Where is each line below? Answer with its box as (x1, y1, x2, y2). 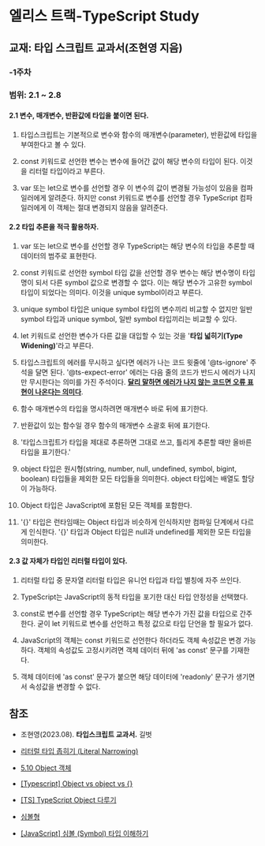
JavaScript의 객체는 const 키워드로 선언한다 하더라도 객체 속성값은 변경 (20, 635, 242, 645)
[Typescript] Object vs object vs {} (20, 778, 133, 788)
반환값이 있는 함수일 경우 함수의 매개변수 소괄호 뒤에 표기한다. (20, 420, 211, 430)
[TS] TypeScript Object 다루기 (20, 795, 117, 804)
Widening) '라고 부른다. (20, 341, 94, 350)
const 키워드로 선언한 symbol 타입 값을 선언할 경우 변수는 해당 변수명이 (20, 267, 241, 277)
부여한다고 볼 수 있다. (20, 140, 86, 149)
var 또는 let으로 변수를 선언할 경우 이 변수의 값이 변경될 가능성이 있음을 (20, 183, 239, 192)
